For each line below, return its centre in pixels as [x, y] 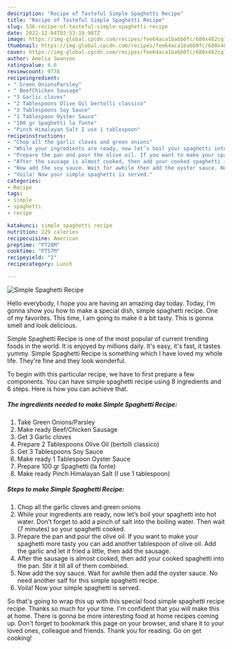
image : [17, 39]
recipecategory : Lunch [40, 264]
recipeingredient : [33, 78]
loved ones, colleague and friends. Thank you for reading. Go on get [104, 630]
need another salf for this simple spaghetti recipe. [88, 580]
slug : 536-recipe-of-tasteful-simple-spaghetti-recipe [88, 26]
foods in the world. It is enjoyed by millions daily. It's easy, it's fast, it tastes [114, 346]
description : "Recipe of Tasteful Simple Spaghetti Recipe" [96, 13]
